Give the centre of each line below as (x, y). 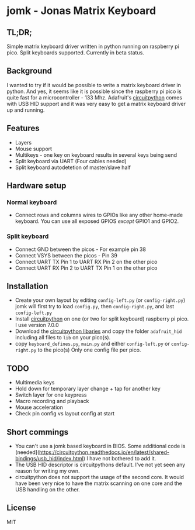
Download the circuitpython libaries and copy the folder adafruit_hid (98, 331)
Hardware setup (36, 186)
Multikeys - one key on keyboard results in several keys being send (96, 155)
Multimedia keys (35, 383)
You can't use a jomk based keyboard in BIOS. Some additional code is (100, 446)
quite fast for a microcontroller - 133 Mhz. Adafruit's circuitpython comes (95, 97)
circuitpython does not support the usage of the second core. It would (100, 477)
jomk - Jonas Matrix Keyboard (81, 11)
